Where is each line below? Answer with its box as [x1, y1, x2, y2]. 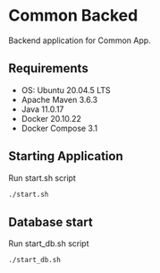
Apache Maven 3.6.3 [21, 94, 98, 105]
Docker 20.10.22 [21, 113, 82, 124]
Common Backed [8, 5, 139, 26]
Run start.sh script [8, 172, 77, 183]
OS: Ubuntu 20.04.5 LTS [21, 84, 111, 95]
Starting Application [8, 149, 124, 164]
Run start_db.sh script [8, 238, 89, 249]
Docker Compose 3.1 [21, 123, 98, 133]
